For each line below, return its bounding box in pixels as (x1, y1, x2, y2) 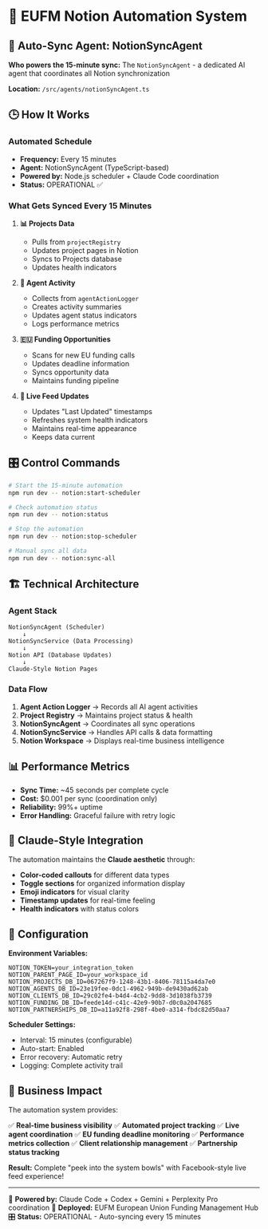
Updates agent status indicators (31, 310, 137, 320)
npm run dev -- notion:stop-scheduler (8, 532, 137, 541)
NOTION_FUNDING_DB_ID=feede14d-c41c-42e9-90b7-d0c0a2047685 (8, 999, 213, 1007)
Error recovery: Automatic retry (19, 1053, 123, 1062)
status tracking (8, 1148, 60, 1157)
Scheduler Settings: (8, 1020, 76, 1029)
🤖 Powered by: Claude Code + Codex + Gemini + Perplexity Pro (8, 1195, 219, 1204)
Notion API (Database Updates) (8, 651, 112, 659)
